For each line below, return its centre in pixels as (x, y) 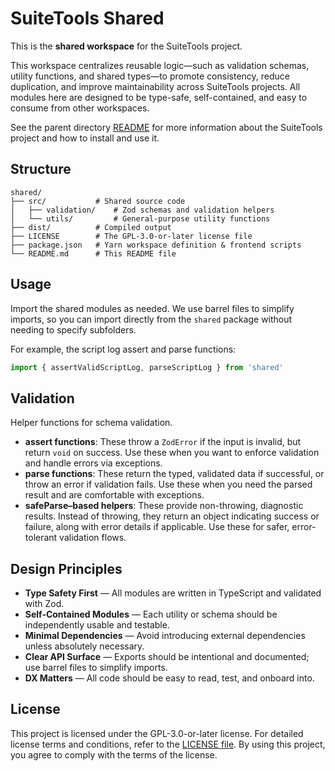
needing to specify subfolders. (73, 329)
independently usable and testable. (97, 625)
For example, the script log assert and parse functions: (123, 349)
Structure (41, 169)
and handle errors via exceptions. (93, 463)
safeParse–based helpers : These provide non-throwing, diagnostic (164, 506)
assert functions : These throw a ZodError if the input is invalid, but (163, 442)
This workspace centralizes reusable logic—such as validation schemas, (160, 65)
